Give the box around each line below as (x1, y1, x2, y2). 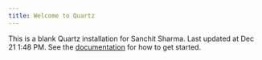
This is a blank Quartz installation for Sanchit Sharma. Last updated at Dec (8, 34, 255, 43)
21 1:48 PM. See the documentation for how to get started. (8, 42, 202, 52)
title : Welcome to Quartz (8, 11, 95, 20)
